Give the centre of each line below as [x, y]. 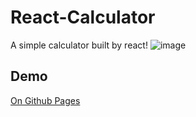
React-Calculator [83, 17]
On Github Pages [45, 100]
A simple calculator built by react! [79, 45]
